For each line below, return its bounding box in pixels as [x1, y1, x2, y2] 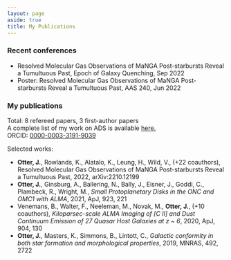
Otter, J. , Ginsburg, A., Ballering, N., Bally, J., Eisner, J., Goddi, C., [17, 180, 205, 188]
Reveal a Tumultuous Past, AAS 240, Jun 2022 [48, 84, 181, 92]
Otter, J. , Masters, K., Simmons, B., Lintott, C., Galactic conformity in [17, 231, 214, 239]
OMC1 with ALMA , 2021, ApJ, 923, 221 [17, 194, 127, 203]
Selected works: [7, 145, 54, 153]
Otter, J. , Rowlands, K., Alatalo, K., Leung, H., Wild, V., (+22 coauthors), [17, 158, 221, 166]
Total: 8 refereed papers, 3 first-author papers [7, 116, 139, 124]
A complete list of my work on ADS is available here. [7, 124, 156, 132]
